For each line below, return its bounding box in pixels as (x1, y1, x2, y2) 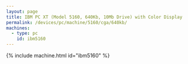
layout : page (6, 8, 38, 15)
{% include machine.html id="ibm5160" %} (6, 52, 110, 59)
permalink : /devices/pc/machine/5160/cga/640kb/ (6, 19, 127, 25)
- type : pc (11, 31, 38, 36)
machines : (6, 25, 31, 31)
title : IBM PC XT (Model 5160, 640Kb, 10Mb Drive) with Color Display (6, 14, 183, 20)
